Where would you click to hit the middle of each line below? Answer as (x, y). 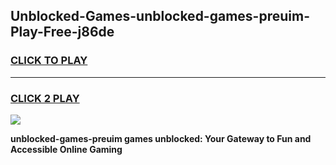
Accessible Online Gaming (66, 149)
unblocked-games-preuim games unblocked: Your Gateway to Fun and (161, 138)
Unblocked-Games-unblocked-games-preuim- (160, 16)
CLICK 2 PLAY (45, 98)
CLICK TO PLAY (49, 61)
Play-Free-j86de (62, 32)
